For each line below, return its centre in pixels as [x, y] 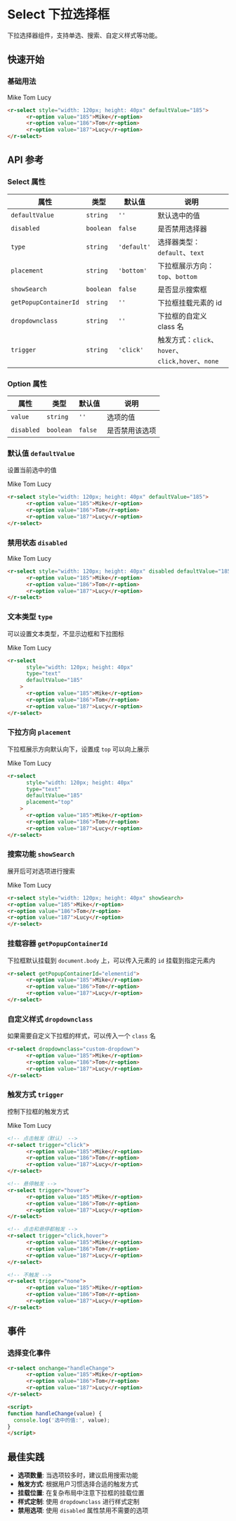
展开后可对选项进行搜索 [41, 871]
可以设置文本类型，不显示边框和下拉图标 [66, 633]
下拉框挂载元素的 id [190, 302]
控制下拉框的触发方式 [38, 1111]
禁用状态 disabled [38, 542]
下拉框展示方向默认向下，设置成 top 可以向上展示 [78, 749]
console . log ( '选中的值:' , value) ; [62, 1420]
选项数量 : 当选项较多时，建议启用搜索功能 [78, 1475]
